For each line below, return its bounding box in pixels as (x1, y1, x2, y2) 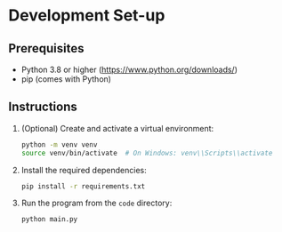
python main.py (20, 215, 78, 224)
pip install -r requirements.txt (20, 181, 146, 191)
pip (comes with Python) (20, 74, 112, 84)
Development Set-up (8, 5, 165, 26)
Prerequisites (8, 41, 85, 56)
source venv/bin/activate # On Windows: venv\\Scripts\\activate (20, 148, 273, 157)
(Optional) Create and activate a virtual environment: (20, 123, 214, 133)
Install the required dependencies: (20, 164, 148, 175)
